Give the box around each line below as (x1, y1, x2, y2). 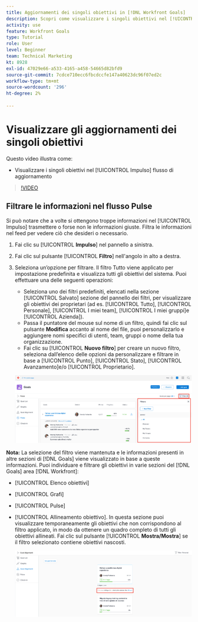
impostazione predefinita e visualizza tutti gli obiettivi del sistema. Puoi (14, 270, 187, 277)
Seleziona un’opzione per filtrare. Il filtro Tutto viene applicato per (14, 263, 174, 271)
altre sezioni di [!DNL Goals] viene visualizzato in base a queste (6, 455, 160, 462)
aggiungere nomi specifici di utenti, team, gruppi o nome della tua (23, 331, 183, 339)
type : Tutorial (6, 34, 44, 41)
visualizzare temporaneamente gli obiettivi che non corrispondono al (14, 520, 181, 527)
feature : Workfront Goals (6, 28, 70, 34)
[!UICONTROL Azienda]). (23, 313, 84, 320)
